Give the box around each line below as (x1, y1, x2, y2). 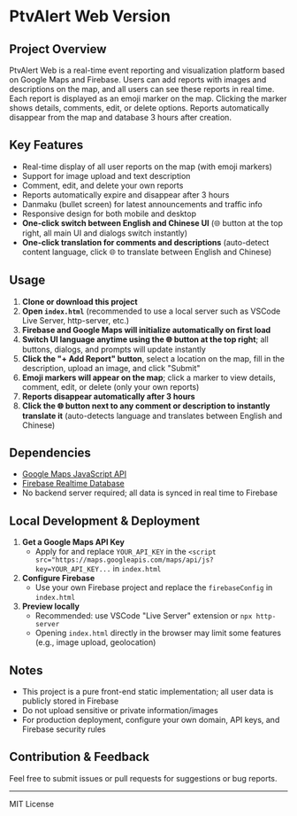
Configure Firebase (21, 573, 95, 584)
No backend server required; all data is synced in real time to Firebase (21, 487, 278, 498)
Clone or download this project (21, 296, 139, 307)
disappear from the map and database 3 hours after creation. (9, 113, 232, 122)
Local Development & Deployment (9, 513, 201, 528)
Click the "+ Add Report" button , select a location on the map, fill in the (21, 353, 286, 364)
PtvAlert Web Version (9, 6, 171, 27)
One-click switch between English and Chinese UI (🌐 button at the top (21, 217, 283, 228)
